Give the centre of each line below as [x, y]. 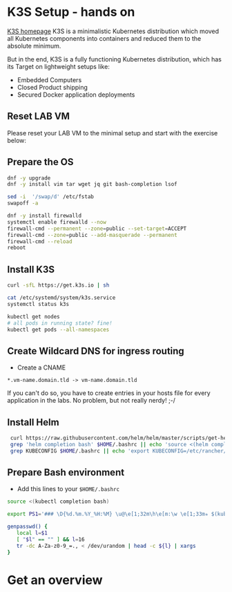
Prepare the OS [40, 162]
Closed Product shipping [52, 87]
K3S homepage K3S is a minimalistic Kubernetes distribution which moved [113, 31]
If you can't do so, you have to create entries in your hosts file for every [109, 393]
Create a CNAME [41, 367]
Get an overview [55, 580]
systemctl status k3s [38, 304]
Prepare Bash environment [66, 473]
